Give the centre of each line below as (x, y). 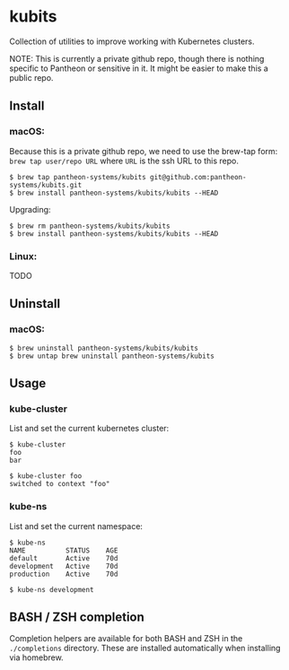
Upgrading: (30, 209)
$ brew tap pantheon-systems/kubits (78, 177)
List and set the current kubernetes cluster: (89, 429)
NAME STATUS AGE (64, 550)
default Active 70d (64, 558)
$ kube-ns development (52, 589)
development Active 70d (64, 566)
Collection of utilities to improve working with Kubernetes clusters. (132, 41)
